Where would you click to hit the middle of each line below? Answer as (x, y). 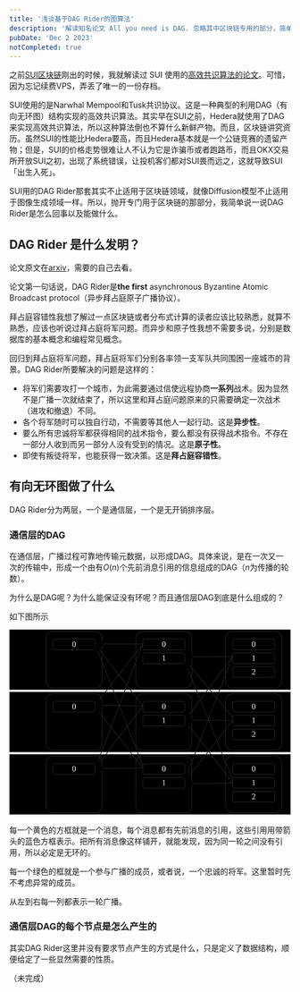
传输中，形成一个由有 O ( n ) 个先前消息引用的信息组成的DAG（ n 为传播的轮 (157, 567)
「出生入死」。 (35, 172)
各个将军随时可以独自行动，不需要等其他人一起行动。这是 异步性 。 (143, 422)
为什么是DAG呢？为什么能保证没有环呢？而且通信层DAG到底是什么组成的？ (147, 598)
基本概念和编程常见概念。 (79, 339)
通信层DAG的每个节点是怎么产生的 (83, 927)
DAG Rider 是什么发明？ (75, 245)
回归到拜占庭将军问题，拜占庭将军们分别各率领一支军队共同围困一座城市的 (146, 359)
